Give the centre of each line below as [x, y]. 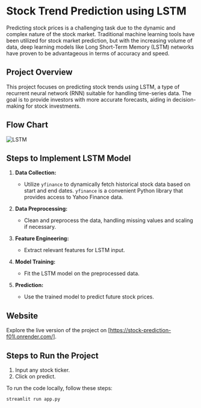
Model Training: [35, 262]
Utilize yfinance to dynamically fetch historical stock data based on [107, 184]
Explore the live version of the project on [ [58, 330]
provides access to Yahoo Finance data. [73, 197]
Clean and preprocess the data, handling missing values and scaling [109, 220]
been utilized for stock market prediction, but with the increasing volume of [99, 40]
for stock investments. [53, 106]
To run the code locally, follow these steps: [59, 388]
